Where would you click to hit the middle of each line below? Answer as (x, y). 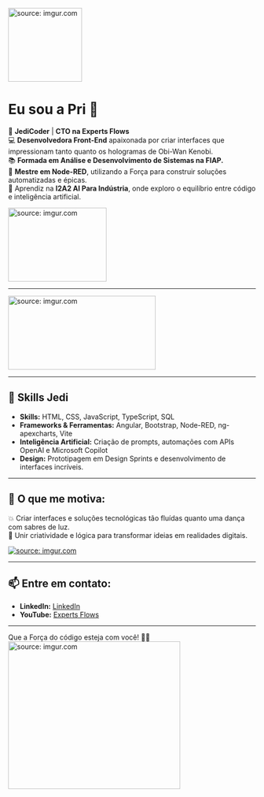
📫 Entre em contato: (60, 583)
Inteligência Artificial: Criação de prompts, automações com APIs (126, 442)
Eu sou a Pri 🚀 (53, 109)
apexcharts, (38, 433)
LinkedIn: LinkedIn (50, 606)
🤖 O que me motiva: (57, 499)
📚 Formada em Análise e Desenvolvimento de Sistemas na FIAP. (116, 160)
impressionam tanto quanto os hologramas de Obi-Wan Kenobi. (111, 151)
